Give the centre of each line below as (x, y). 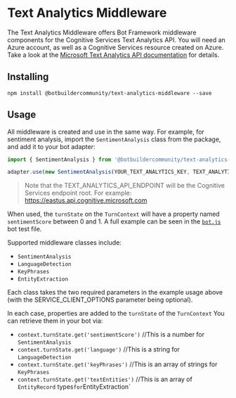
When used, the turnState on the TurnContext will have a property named (113, 214)
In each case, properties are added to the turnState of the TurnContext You (116, 314)
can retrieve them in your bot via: (55, 321)
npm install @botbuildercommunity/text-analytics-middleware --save (110, 93)
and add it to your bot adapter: (52, 146)
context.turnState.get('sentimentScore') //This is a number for (111, 335)
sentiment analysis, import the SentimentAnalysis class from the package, (114, 139)
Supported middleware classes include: (64, 243)
